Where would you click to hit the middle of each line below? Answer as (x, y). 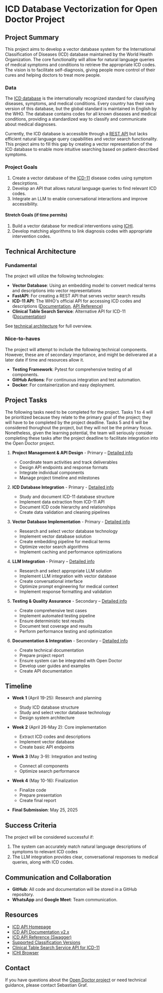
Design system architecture (47, 718)
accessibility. (25, 204)
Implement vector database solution (55, 536)
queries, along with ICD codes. (43, 862)
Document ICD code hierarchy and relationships (67, 507)
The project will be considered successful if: (49, 837)
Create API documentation (46, 671)
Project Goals (21, 167)
